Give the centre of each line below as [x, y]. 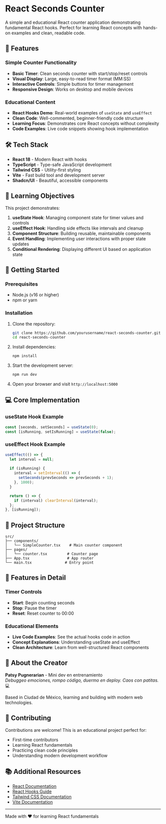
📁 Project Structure [35, 525]
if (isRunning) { [27, 469]
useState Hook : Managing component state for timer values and [78, 217]
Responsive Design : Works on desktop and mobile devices [73, 89]
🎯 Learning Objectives [40, 196]
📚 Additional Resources [43, 772]
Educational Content [30, 102]
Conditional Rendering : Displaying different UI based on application [82, 249]
